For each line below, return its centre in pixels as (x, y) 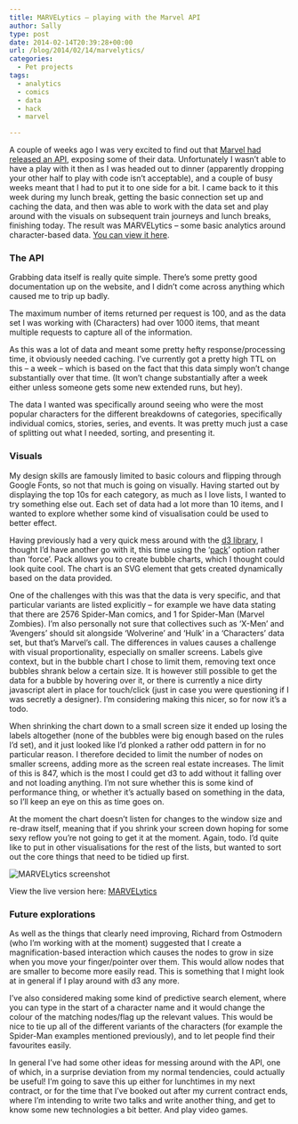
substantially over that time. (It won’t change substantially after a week (139, 378)
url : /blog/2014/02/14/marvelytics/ (77, 51)
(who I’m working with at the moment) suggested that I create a (125, 943)
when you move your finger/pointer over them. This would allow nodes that (147, 962)
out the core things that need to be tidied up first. (99, 856)
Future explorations (52, 914)
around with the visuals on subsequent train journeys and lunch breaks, (140, 216)
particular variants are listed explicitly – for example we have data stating (143, 604)
